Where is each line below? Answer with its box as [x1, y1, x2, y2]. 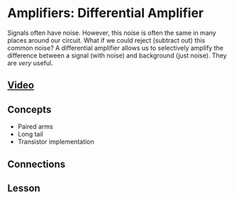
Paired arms [17, 122, 53, 131]
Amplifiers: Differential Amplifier [7, 5, 204, 21]
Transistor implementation [17, 137, 94, 146]
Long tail [17, 130, 44, 139]
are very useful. [7, 58, 53, 67]
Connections [7, 158, 66, 170]
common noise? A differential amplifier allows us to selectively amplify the [7, 43, 223, 52]
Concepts [7, 103, 52, 115]
